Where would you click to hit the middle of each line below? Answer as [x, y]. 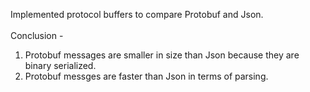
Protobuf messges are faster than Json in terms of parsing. [146, 76]
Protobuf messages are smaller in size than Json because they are [162, 55]
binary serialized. [60, 65]
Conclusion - [37, 35]
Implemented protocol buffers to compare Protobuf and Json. [137, 14]
